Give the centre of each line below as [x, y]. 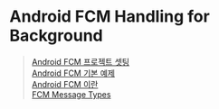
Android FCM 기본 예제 [73, 73]
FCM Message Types [71, 94]
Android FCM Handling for [109, 17]
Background [56, 36]
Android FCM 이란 [65, 84]
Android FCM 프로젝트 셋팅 [80, 61]
